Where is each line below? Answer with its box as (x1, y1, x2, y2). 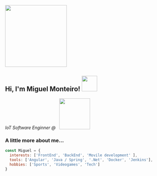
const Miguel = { (5, 148, 41, 153)
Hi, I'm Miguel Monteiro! (5, 85, 80, 93)
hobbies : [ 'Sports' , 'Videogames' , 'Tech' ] (9, 162, 100, 167)
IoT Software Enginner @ (5, 125, 56, 131)
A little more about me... (5, 137, 64, 144)
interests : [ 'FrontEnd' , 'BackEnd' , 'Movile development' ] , (9, 153, 138, 158)
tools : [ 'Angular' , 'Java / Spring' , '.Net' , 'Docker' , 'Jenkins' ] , (9, 157, 153, 162)
